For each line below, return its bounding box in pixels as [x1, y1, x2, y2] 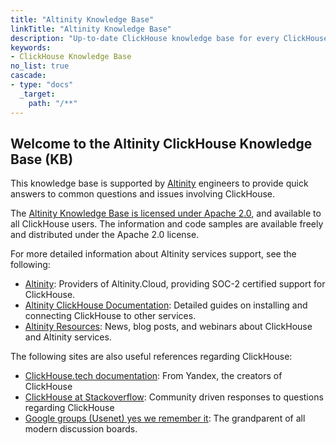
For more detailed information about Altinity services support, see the [10, 248, 297, 260]
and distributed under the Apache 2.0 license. [10, 229, 200, 241]
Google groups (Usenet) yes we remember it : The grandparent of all [24, 412, 306, 425]
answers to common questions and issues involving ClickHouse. [10, 188, 276, 200]
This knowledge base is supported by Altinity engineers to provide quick [10, 177, 309, 190]
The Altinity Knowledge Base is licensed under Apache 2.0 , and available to [10, 207, 322, 220]
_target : [19, 89, 56, 99]
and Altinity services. [24, 331, 112, 343]
